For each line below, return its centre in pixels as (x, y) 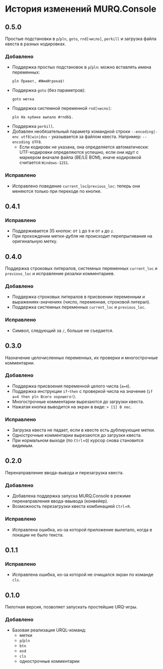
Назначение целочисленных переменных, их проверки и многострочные (81, 358)
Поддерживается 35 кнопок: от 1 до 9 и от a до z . (63, 231)
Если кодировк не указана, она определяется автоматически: (84, 147)
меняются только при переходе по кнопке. (57, 191)
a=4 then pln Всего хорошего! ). (44, 396)
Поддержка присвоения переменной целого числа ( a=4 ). (71, 386)
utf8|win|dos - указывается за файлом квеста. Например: (81, 137)
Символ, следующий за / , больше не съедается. (63, 330)
